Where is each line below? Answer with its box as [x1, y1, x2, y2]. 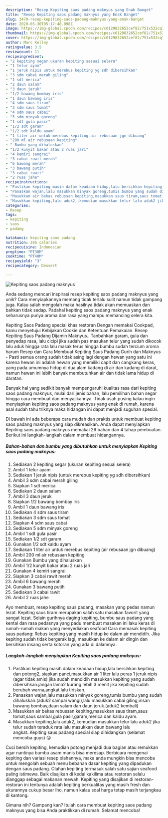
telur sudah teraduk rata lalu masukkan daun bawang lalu [12, 724, 131, 730]
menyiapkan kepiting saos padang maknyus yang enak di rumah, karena [5, 401, 154, 407]
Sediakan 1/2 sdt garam [12, 535, 62, 541]
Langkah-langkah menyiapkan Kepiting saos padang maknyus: [5, 653, 141, 659]
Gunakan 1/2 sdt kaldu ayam [12, 541, 71, 547]
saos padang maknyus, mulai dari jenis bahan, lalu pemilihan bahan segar [5, 390, 157, 396]
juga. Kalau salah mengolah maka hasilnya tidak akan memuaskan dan [5, 302, 150, 308]
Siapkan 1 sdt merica [12, 482, 56, 488]
